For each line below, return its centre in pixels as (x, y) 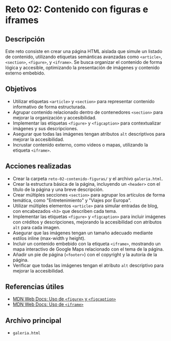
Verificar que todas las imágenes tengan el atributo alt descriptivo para (88, 265)
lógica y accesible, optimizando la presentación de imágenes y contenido (82, 68)
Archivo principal (33, 320)
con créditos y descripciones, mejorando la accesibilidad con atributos (87, 222)
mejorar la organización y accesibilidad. (55, 117)
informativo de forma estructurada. (50, 107)
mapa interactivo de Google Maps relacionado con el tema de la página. (88, 249)
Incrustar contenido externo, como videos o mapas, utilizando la (80, 144)
